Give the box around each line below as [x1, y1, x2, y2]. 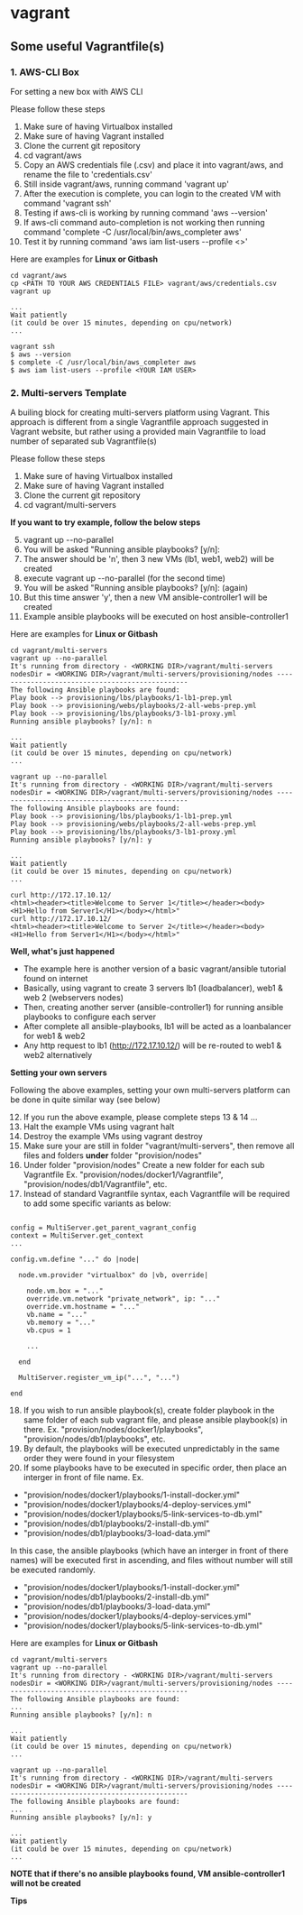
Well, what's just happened [10, 946, 115, 957]
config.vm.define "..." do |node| [10, 1255, 141, 1265]
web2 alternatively [23, 1050, 93, 1061]
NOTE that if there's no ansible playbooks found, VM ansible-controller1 [10, 1868, 286, 1879]
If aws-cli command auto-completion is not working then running [23, 216, 265, 227]
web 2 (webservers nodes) [23, 992, 124, 1003]
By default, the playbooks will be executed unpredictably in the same [23, 1443, 280, 1454]
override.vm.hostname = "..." [26, 1303, 141, 1312]
